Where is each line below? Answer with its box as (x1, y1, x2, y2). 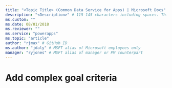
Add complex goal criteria (5, 72, 117, 83)
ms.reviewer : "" (5, 26, 40, 32)
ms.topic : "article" (5, 36, 50, 41)
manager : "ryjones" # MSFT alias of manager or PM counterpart (5, 50, 143, 55)
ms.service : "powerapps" (5, 31, 58, 36)
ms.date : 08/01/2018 (5, 21, 50, 27)
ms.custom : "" (5, 17, 36, 22)
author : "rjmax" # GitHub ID (5, 41, 68, 46)
